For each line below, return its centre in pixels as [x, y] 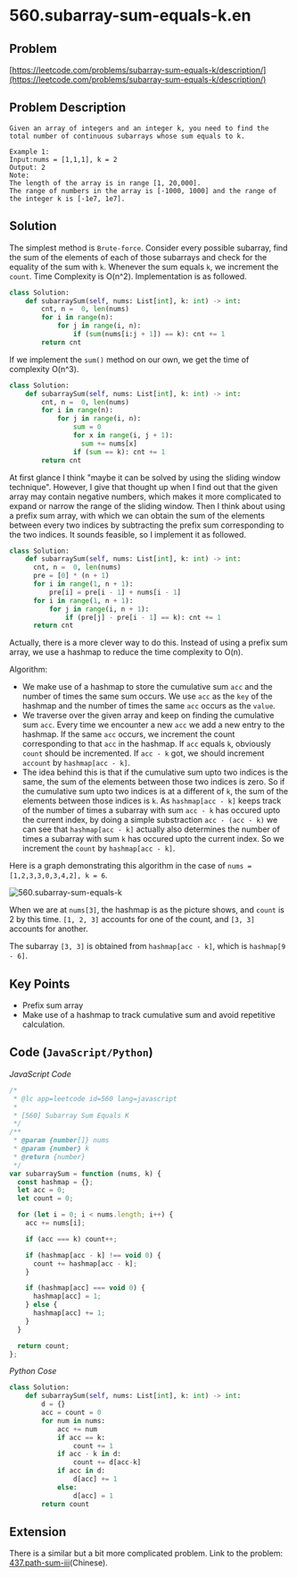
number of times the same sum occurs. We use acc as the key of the [148, 696]
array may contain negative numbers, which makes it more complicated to [145, 496]
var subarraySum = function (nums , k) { [86, 1174]
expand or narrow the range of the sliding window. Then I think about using [147, 505]
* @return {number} [49, 1157]
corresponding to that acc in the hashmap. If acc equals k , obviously [147, 744]
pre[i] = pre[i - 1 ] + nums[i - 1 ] [115, 592]
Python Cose [33, 1371]
